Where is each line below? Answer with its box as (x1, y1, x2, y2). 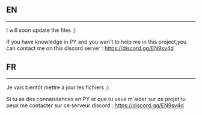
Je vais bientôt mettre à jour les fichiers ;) (6, 84, 109, 91)
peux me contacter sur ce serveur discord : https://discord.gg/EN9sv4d (6, 102, 185, 109)
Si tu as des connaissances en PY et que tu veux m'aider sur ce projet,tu (6, 95, 186, 102)
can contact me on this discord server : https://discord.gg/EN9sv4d (6, 45, 174, 52)
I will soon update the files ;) (6, 26, 76, 34)
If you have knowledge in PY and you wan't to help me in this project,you (6, 38, 187, 45)
